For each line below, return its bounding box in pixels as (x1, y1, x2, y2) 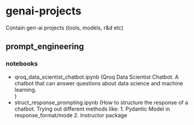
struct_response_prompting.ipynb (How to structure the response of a (14, 99, 189, 106)
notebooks (5, 59, 38, 68)
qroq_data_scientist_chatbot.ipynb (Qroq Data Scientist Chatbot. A (14, 73, 179, 81)
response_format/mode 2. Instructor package (14, 111, 128, 118)
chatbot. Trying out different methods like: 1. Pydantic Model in (14, 105, 170, 112)
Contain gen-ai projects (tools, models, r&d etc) (5, 24, 124, 31)
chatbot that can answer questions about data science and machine (14, 79, 183, 87)
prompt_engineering (5, 41, 84, 52)
